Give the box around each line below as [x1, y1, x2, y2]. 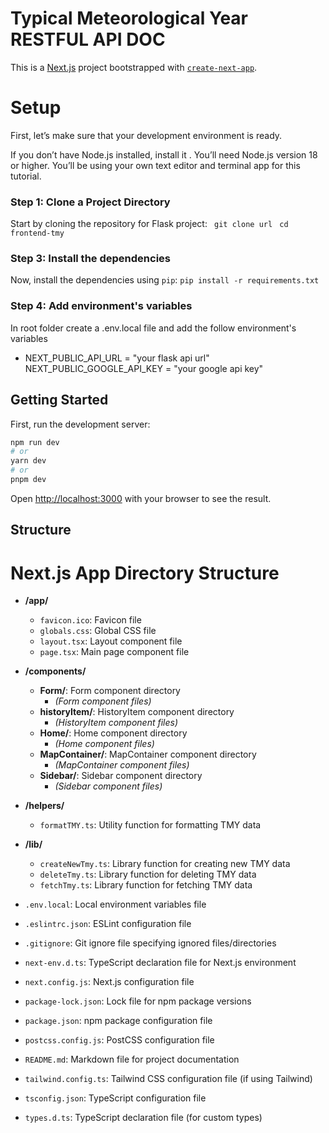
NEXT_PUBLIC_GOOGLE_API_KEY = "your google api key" [24, 362, 264, 374]
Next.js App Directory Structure [10, 562, 280, 584]
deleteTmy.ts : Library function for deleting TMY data [39, 868, 257, 881]
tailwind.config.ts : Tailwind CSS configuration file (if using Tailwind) [24, 1073, 313, 1085]
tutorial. [10, 170, 42, 182]
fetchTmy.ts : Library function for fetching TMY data [39, 879, 253, 891]
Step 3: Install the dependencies [10, 252, 171, 266]
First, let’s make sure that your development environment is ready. [10, 129, 283, 141]
